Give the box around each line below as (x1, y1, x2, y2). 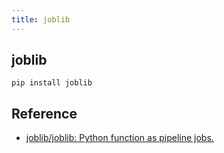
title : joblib (11, 14, 71, 25)
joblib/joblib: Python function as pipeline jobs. (25, 132, 214, 144)
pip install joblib (11, 78, 93, 88)
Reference (11, 105, 78, 122)
